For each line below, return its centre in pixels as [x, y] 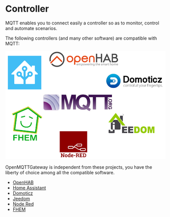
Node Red [23, 204]
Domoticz [23, 193]
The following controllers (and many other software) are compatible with [81, 38]
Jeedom [21, 198]
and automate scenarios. [31, 28]
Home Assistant [29, 188]
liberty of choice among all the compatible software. [60, 172]
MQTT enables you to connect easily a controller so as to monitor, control [82, 23]
